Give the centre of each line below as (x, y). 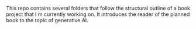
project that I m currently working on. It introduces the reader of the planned (98, 14)
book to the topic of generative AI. (47, 20)
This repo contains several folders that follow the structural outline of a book (98, 8)
